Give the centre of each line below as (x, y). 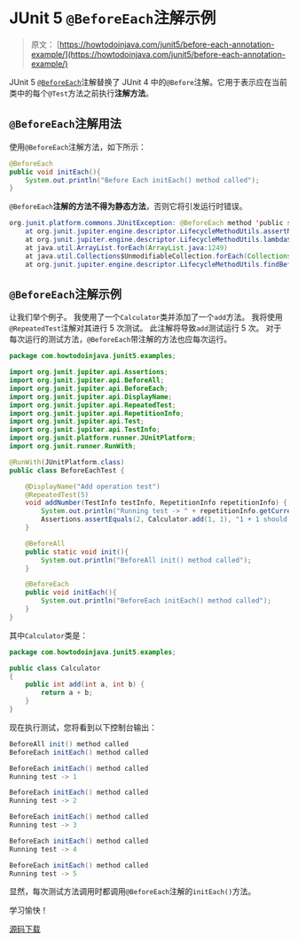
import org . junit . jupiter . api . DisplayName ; (91, 397)
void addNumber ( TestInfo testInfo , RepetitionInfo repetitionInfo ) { (157, 503)
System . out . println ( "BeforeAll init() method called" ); (146, 560)
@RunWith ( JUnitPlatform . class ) (67, 462)
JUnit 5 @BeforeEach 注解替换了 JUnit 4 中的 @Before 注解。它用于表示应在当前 (149, 82)
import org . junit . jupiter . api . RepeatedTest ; (93, 405)
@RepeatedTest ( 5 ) (57, 494)
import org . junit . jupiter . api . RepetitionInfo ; (97, 413)
